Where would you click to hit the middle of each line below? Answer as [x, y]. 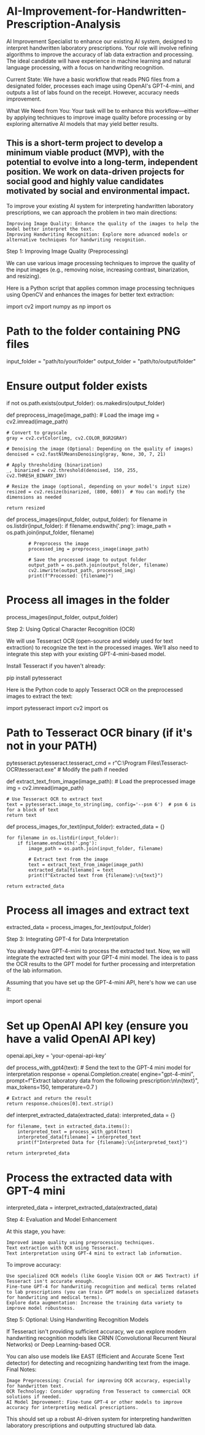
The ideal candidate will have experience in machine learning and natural [99, 61]
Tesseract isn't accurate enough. [51, 1282]
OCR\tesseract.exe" [31, 769]
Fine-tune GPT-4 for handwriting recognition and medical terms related [101, 1287]
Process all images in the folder [88, 600]
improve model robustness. [41, 1309]
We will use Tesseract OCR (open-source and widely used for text [90, 641]
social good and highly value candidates [85, 181]
